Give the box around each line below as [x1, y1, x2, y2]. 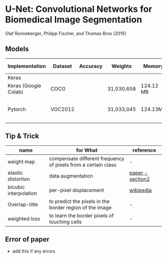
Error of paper [5, 235, 50, 244]
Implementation [7, 63, 46, 69]
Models [5, 45, 29, 53]
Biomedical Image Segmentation [5, 14, 143, 25]
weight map [7, 158, 35, 165]
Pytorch [7, 106, 26, 113]
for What [76, 146, 98, 153]
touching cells [49, 218, 82, 225]
